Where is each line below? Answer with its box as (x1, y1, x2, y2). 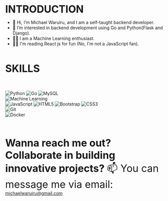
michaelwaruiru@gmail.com (5, 190, 63, 196)
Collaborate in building (5, 149, 115, 161)
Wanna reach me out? (5, 137, 111, 149)
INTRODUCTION (5, 3, 84, 16)
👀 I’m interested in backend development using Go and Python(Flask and (12, 25, 163, 31)
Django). (12, 30, 31, 36)
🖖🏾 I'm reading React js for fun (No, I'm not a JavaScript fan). (12, 41, 139, 47)
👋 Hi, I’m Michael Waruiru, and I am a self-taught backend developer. (12, 20, 154, 25)
